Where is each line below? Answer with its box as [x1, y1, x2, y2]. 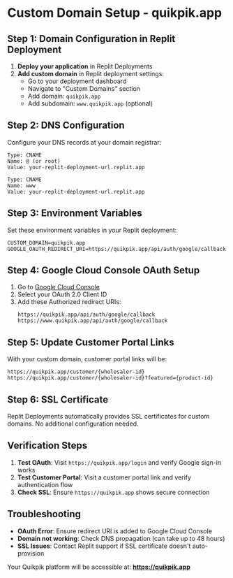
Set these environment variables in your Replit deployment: [7, 226, 177, 234]
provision [17, 549, 45, 557]
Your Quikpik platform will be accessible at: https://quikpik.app [7, 563, 190, 571]
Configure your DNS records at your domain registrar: [7, 138, 162, 146]
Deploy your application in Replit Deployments [17, 62, 153, 71]
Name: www [7, 182, 36, 189]
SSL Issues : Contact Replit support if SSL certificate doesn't [17, 542, 191, 550]
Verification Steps [7, 440, 88, 451]
